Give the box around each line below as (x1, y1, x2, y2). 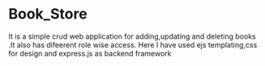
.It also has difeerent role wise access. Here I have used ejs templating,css (8, 39, 258, 49)
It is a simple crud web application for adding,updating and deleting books (8, 31, 257, 41)
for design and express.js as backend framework (8, 48, 172, 58)
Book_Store (8, 5, 88, 23)
